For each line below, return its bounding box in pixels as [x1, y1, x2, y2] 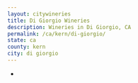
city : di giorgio [7, 50, 59, 57]
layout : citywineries [7, 10, 71, 18]
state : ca [7, 37, 37, 44]
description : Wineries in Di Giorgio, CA [7, 23, 132, 31]
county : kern [7, 43, 46, 50]
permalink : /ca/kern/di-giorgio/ [7, 30, 106, 38]
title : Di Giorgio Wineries [7, 17, 91, 24]
